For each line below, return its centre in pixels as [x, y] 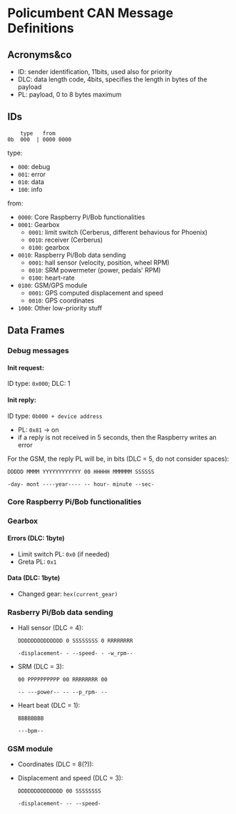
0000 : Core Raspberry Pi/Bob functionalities [81, 217]
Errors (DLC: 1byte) [36, 538]
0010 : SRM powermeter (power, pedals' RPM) [94, 270]
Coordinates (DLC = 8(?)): [56, 764]
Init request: [26, 367]
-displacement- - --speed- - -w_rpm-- [75, 653]
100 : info [30, 189]
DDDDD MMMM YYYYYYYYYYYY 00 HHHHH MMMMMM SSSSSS [81, 472]
